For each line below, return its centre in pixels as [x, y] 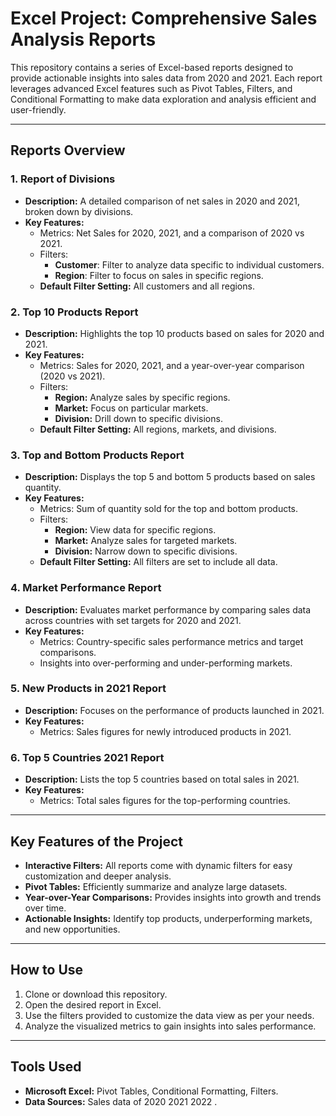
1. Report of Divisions [63, 179]
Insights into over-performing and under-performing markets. [166, 663]
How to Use [47, 970]
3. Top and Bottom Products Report [97, 455]
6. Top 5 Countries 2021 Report [87, 757]
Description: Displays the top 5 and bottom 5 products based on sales [170, 477]
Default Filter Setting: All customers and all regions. [147, 286]
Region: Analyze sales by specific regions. [142, 397]
